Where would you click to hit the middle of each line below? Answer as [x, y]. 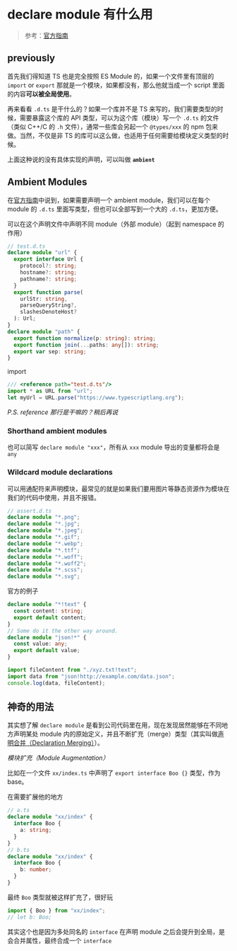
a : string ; [36, 830]
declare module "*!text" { [47, 605]
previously [31, 58]
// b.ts [19, 850]
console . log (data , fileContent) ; [56, 683]
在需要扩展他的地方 [35, 797]
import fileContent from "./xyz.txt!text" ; [72, 670]
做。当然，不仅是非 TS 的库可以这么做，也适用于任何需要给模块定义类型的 [115, 135]
